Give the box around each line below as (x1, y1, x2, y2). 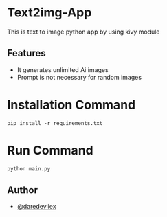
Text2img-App (7, 5, 92, 21)
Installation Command (7, 97, 136, 113)
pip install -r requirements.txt (7, 119, 103, 126)
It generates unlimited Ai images (16, 65, 109, 73)
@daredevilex (16, 203, 56, 211)
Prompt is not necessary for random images (16, 73, 142, 81)
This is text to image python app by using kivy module (7, 27, 160, 36)
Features (7, 47, 46, 59)
